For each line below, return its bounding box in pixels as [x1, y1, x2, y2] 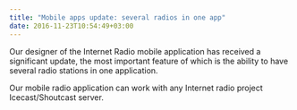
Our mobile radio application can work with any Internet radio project [9, 82, 264, 93]
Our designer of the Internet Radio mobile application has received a [9, 46, 261, 56]
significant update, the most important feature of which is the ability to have [9, 55, 289, 66]
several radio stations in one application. [9, 64, 158, 76]
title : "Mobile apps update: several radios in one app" [9, 13, 226, 22]
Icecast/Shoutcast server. [9, 91, 105, 103]
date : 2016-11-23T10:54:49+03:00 [9, 21, 134, 30]
